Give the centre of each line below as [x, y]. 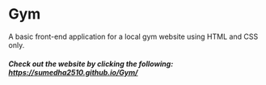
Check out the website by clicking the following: [91, 64]
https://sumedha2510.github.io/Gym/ [74, 72]
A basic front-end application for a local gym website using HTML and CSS [133, 36]
